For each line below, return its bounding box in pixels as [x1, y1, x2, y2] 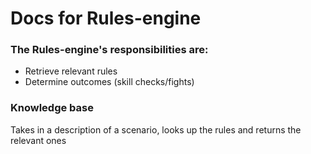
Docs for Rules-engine [10, 7, 202, 30]
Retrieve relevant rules [24, 65, 118, 77]
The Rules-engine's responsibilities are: [10, 43, 209, 57]
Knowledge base [10, 101, 94, 115]
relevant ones [10, 134, 67, 146]
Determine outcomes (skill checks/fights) [24, 76, 195, 88]
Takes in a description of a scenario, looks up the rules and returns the [10, 123, 302, 136]
